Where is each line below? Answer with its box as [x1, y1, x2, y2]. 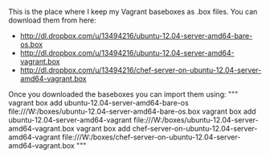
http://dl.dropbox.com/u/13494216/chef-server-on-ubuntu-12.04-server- [19, 65, 262, 75]
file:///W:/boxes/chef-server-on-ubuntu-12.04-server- [62, 132, 241, 142]
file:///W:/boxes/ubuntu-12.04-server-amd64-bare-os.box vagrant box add [8, 106, 256, 116]
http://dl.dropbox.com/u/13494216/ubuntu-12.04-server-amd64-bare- [19, 31, 253, 40]
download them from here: [8, 15, 96, 25]
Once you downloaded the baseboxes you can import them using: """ [8, 89, 239, 99]
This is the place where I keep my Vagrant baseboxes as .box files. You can [8, 7, 258, 16]
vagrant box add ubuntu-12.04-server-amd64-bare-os [8, 98, 189, 107]
